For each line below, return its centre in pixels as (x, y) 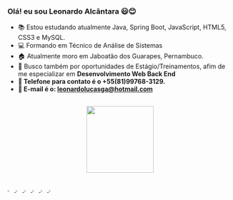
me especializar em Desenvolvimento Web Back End (96, 74)
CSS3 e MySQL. (41, 38)
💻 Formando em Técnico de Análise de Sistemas (90, 46)
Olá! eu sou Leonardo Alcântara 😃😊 (72, 11)
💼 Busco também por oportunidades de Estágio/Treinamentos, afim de (122, 66)
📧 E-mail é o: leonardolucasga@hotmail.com (85, 89)
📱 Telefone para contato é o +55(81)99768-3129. (91, 82)
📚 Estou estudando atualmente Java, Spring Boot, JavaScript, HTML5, (122, 27)
